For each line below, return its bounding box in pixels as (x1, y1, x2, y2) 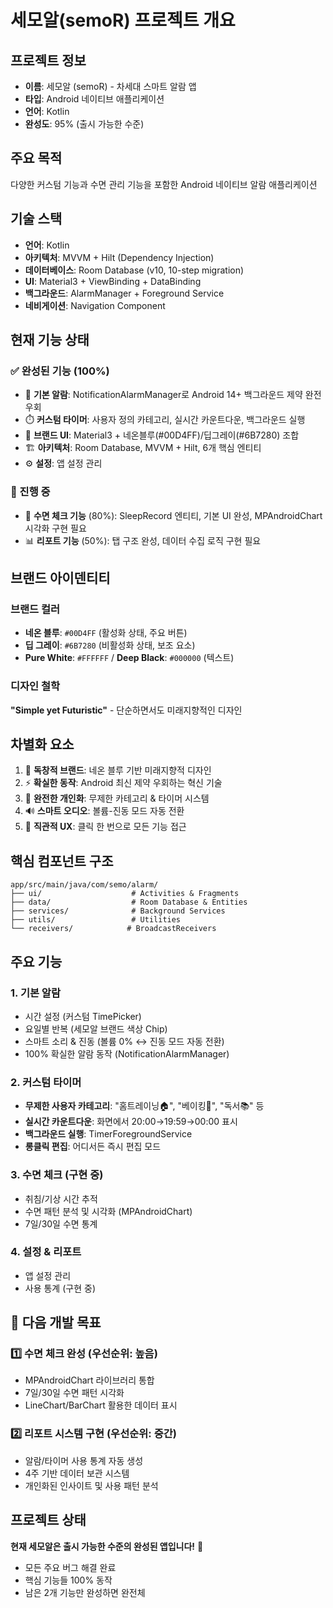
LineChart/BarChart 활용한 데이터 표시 (24, 1399, 178, 1411)
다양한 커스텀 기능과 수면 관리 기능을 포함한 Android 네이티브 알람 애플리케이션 (10, 178, 318, 190)
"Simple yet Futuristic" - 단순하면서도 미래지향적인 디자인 (10, 704, 243, 716)
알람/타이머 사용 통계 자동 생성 (24, 1454, 144, 1466)
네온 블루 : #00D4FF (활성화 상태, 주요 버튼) (24, 627, 188, 639)
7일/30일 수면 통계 (24, 1217, 98, 1230)
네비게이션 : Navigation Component (24, 299, 166, 311)
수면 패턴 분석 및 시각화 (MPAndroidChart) (24, 1205, 193, 1217)
